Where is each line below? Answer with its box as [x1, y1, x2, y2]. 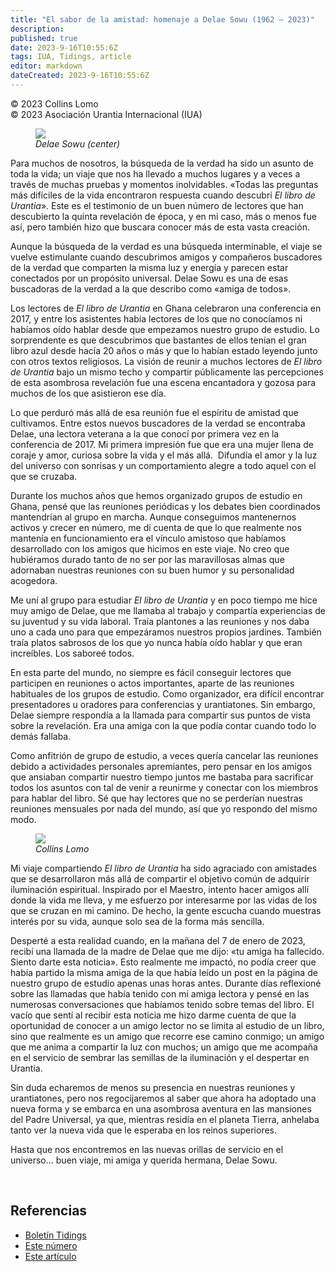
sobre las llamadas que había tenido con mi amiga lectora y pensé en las [10, 987, 310, 1000]
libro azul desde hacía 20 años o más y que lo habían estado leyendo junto [10, 344, 318, 356]
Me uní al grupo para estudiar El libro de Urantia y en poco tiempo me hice [10, 594, 318, 606]
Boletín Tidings [24, 1229, 87, 1241]
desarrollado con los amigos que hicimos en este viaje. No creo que [10, 542, 290, 555]
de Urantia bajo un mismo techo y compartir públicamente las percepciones [10, 366, 324, 378]
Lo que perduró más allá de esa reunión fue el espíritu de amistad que [10, 406, 299, 418]
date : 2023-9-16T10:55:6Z [10, 42, 118, 53]
